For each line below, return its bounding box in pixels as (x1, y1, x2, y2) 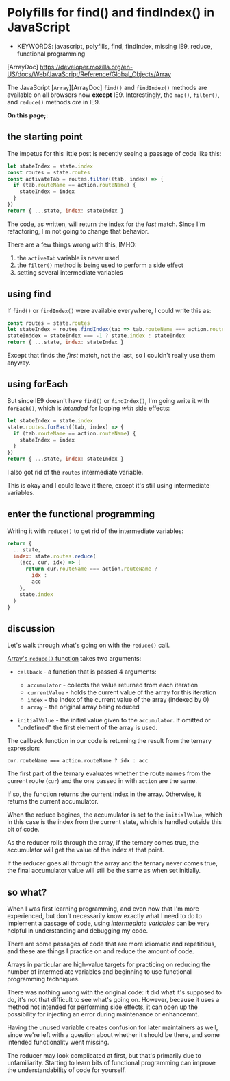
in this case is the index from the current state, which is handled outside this (7, 818, 222, 826)
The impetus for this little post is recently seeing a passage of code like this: (7, 149, 222, 157)
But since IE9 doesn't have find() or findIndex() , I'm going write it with (7, 396, 210, 405)
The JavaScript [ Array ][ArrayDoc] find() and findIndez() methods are (7, 83, 207, 91)
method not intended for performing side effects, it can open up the (7, 1003, 199, 1011)
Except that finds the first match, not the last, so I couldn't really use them (7, 352, 216, 360)
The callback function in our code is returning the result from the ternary (7, 737, 212, 745)
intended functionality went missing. (7, 1038, 110, 1047)
